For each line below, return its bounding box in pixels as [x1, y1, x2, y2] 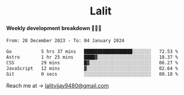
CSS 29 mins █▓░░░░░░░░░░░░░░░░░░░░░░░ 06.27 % [6, 60, 179, 66]
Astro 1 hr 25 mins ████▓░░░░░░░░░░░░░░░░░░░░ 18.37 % [6, 54, 179, 61]
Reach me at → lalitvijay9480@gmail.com [6, 82, 109, 89]
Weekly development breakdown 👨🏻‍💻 [6, 24, 102, 31]
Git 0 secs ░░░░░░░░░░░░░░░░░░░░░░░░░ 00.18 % [6, 71, 179, 77]
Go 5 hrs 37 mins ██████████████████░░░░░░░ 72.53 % [6, 49, 179, 55]
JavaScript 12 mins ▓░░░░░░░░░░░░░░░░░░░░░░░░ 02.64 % [6, 65, 179, 72]
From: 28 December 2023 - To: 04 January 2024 [6, 38, 125, 44]
